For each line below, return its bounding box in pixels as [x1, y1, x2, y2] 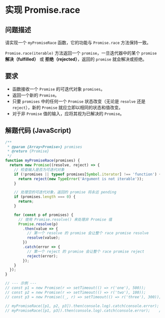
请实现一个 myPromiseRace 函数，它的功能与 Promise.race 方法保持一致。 [5, 40, 151, 45]
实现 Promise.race [5, 4, 80, 16]
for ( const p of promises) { [14, 212, 74, 217]
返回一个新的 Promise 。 [12, 92, 59, 98]
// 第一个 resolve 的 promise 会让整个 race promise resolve [27, 231, 149, 236]
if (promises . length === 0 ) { [14, 194, 76, 199]
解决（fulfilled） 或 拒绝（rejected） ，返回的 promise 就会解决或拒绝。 [5, 56, 147, 62]
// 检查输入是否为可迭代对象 [14, 167, 65, 172]
